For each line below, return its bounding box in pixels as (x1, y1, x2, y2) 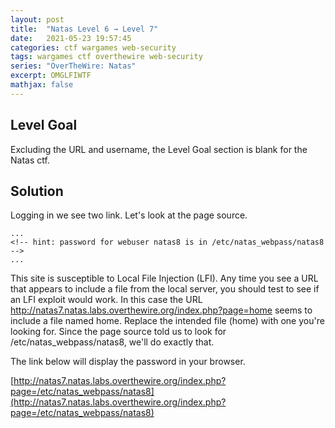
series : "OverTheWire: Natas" (10, 61, 137, 71)
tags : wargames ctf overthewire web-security (10, 52, 203, 62)
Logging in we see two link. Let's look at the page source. (10, 209, 248, 221)
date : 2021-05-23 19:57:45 (10, 33, 132, 43)
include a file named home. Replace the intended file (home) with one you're (10, 315, 325, 327)
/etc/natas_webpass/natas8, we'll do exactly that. (10, 336, 215, 348)
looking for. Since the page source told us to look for (10, 326, 227, 338)
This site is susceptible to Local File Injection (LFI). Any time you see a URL (10, 272, 319, 285)
